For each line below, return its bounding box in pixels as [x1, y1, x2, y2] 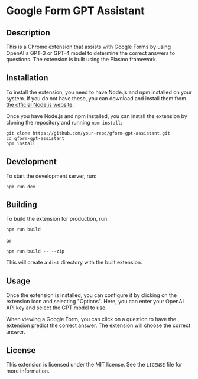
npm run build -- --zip [6, 249, 65, 254]
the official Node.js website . [6, 101, 74, 108]
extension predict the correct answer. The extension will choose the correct [6, 322, 191, 329]
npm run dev [6, 184, 35, 189]
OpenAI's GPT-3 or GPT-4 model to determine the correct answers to [6, 50, 176, 57]
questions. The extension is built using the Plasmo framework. [6, 56, 158, 63]
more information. [6, 367, 50, 374]
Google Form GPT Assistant [6, 4, 145, 18]
